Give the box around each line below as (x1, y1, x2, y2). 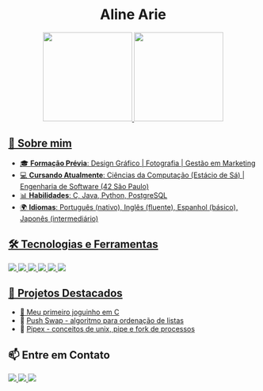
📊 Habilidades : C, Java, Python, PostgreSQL (19, 190, 168, 199)
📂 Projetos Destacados (8, 287, 123, 300)
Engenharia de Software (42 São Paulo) (19, 181, 149, 191)
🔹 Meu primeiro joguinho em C (19, 307, 120, 317)
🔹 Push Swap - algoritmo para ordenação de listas (19, 316, 185, 325)
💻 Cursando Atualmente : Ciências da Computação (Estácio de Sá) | (19, 170, 246, 180)
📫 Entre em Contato (8, 348, 111, 362)
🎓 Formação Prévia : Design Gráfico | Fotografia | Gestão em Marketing (19, 158, 256, 168)
